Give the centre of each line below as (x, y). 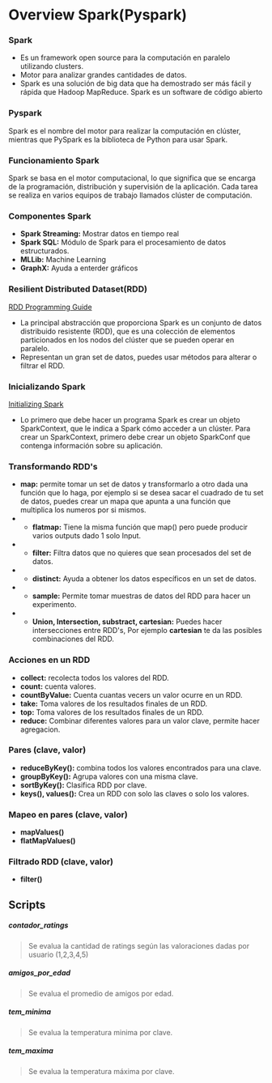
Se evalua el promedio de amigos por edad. (101, 993)
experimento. (54, 605)
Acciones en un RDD (49, 660)
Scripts (27, 905)
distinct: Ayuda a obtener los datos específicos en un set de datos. (144, 579)
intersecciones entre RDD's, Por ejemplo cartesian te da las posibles (147, 631)
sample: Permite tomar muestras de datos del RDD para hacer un (141, 596)
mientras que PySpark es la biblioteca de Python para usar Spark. (118, 139)
